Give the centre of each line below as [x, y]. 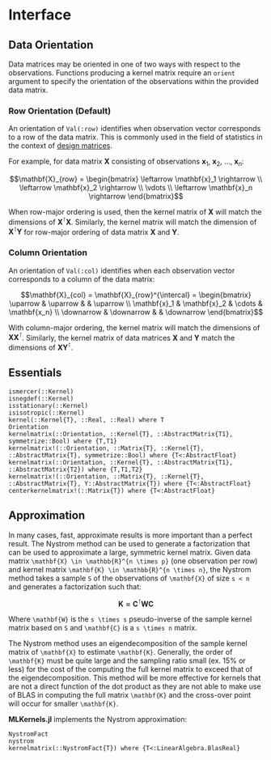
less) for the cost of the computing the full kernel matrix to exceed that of [131, 669]
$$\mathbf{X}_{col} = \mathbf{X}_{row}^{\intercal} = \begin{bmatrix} [136, 295]
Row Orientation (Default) [60, 111]
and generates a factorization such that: [75, 586]
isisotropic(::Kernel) [47, 413]
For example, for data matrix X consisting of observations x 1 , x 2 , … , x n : [126, 162]
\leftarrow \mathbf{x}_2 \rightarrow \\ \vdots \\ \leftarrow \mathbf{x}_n [136, 188]
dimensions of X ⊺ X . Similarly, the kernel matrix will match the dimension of [133, 221]
